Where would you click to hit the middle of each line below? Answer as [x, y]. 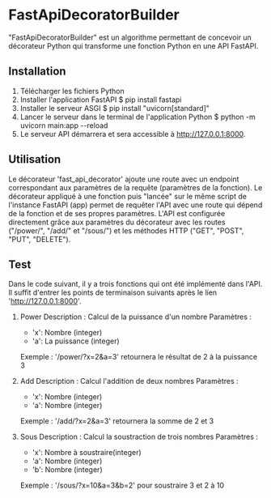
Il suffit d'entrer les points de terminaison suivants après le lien [113, 292]
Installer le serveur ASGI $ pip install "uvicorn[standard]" [115, 108]
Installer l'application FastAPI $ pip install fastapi [101, 100]
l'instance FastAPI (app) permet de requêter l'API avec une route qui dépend [135, 205]
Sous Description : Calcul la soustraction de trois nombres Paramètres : [139, 437]
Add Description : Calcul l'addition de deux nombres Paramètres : [129, 381]
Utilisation [35, 160]
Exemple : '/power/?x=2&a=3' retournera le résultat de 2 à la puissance [138, 357]
